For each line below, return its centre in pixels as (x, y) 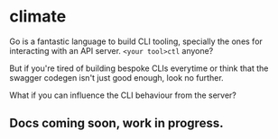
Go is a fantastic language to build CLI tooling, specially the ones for (136, 41)
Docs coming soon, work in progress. (116, 123)
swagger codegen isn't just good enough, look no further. (116, 77)
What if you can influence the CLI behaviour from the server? (123, 95)
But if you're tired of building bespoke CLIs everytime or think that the (139, 68)
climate (38, 17)
